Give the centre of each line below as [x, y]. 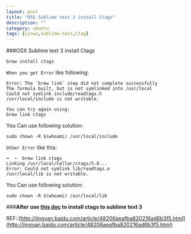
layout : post [22, 12]
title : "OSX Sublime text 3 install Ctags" [61, 17]
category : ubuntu [28, 28]
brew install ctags [30, 62]
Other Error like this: [32, 148]
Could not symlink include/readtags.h [54, 94]
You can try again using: [38, 110]
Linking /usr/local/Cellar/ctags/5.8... [57, 164]
